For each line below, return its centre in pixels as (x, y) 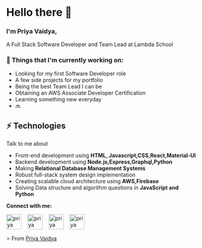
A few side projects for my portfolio (59, 80)
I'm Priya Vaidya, (32, 32)
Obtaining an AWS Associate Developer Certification (80, 93)
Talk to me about (27, 143)
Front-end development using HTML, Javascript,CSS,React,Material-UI (105, 155)
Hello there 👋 (39, 12)
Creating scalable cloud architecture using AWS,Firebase (87, 181)
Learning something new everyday (58, 99)
